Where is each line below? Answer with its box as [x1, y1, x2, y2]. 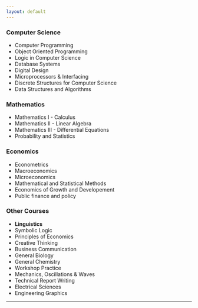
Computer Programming [14, 41, 74, 48]
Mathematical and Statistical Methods [14, 180, 107, 187]
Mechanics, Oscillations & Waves [14, 270, 95, 278]
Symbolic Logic [14, 226, 52, 234]
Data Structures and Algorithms [14, 85, 91, 92]
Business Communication [14, 245, 77, 252]
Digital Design [14, 66, 49, 74]
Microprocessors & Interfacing [14, 73, 89, 80]
